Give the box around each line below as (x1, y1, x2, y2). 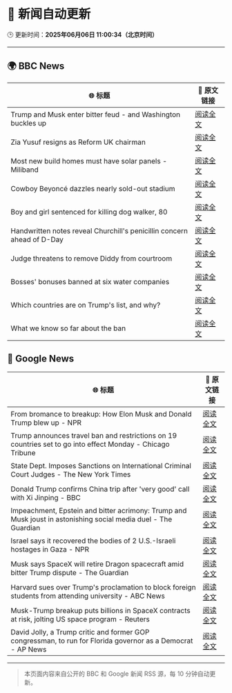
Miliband (10, 165, 39, 174)
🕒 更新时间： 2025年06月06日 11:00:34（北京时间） (7, 30, 159, 39)
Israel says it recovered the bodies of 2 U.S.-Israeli (10, 536, 176, 545)
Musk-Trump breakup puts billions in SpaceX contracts (10, 605, 191, 615)
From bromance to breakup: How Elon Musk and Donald (10, 409, 192, 419)
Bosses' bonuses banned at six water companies (10, 277, 170, 286)
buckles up (10, 118, 47, 128)
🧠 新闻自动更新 (7, 6, 91, 22)
